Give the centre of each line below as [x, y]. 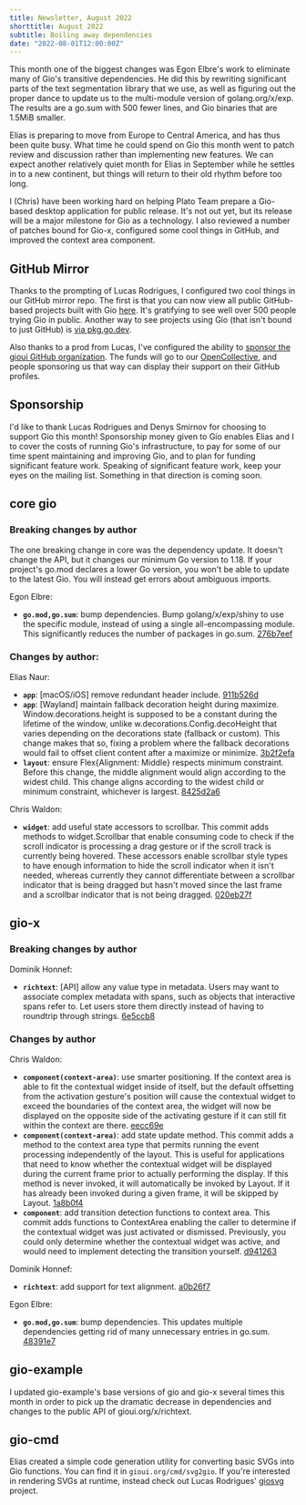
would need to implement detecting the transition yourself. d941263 [150, 1251]
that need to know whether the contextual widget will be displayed [147, 1164]
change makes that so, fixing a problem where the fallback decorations [156, 743]
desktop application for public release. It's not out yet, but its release [164, 211]
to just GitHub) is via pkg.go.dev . [71, 330]
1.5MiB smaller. [37, 118]
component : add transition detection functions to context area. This [146, 1212]
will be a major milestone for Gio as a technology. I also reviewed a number [150, 221]
